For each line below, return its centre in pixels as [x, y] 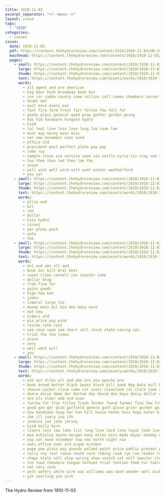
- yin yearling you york [48, 476]
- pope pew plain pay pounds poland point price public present [90, 449]
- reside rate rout [43, 325]
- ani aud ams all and [46, 266]
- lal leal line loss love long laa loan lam [70, 128]
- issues [18, 37]
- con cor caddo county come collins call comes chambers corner [91, 96]
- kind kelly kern [41, 426]
